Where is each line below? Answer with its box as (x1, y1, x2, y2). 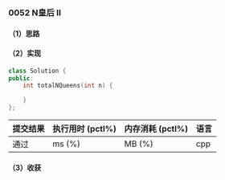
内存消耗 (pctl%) (124, 123, 189, 134)
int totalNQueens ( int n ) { (22, 82, 113, 90)
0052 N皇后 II (8, 6, 62, 18)
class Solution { (8, 67, 67, 75)
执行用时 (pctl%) (52, 123, 117, 134)
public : (8, 74, 35, 82)
